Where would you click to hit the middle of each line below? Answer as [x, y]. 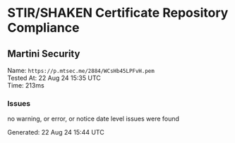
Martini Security [44, 54]
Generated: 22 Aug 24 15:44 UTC [56, 132]
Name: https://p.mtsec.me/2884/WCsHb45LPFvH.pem [81, 70]
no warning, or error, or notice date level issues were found [94, 119]
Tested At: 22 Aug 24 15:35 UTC [54, 78]
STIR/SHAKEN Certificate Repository [118, 13]
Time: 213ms [26, 85]
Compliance [43, 28]
